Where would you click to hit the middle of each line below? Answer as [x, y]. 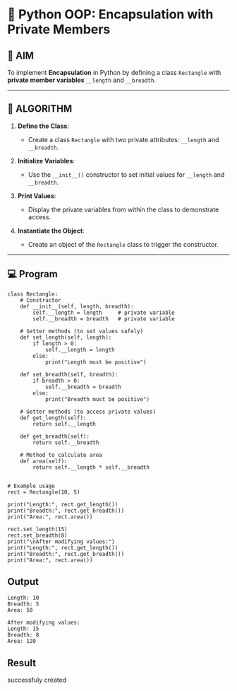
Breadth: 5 [23, 604]
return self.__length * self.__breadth [91, 467]
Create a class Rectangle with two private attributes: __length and [123, 139]
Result [22, 663]
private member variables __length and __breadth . [82, 80]
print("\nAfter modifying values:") [61, 541]
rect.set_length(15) [38, 529]
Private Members [59, 29]
